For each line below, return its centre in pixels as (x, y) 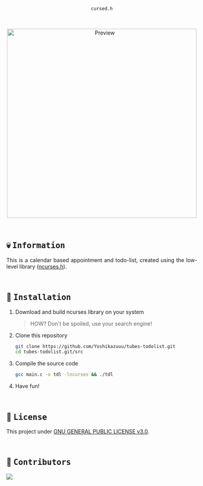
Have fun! (27, 386)
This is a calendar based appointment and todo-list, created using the (95, 260)
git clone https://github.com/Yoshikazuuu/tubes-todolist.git (95, 346)
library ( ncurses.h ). (43, 266)
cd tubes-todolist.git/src (49, 352)
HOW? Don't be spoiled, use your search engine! (91, 323)
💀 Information (36, 245)
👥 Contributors (39, 462)
